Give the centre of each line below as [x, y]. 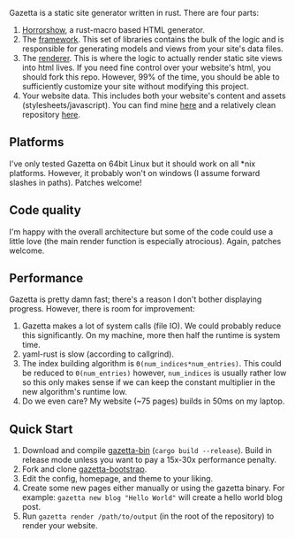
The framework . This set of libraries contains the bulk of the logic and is [153, 39]
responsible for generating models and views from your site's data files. [153, 49]
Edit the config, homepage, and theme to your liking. [117, 479]
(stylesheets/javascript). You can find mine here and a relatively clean [149, 105]
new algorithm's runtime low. [75, 392]
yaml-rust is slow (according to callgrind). [98, 354]
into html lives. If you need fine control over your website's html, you [146, 67]
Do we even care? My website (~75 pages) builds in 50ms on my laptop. [153, 401]
